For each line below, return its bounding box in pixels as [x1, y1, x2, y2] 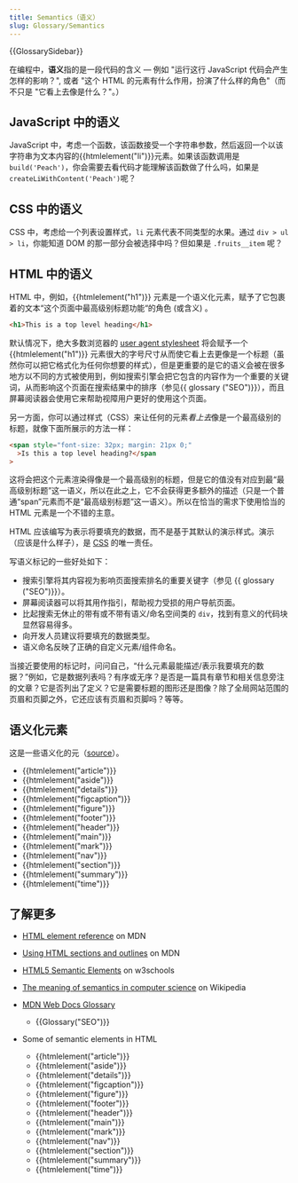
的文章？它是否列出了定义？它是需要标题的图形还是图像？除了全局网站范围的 [9, 682, 289, 693]
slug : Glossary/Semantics [9, 21, 105, 30]
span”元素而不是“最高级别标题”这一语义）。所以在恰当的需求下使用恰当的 [20, 496, 286, 507]
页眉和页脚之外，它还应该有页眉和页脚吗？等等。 [9, 694, 188, 705]
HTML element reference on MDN [21, 931, 146, 942]
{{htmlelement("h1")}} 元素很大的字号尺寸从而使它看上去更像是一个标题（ [9, 348, 277, 359]
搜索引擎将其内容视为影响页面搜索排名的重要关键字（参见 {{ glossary [21, 575, 275, 586]
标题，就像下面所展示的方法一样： [9, 422, 134, 433]
